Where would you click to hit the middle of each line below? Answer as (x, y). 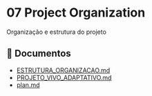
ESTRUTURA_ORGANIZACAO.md (63, 70)
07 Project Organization (76, 13)
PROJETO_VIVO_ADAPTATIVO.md (64, 77)
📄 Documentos (39, 54)
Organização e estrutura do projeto (56, 32)
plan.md (28, 85)
